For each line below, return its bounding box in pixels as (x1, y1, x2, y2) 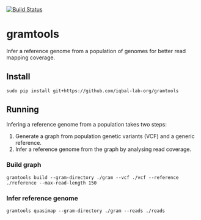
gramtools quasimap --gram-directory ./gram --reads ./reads (6, 208, 166, 214)
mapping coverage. (6, 54, 56, 61)
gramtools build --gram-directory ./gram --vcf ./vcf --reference (6, 174, 179, 180)
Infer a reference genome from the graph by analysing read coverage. (15, 145, 192, 153)
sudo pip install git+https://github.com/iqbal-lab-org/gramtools (6, 87, 179, 94)
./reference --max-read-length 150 (6, 180, 97, 186)
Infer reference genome (6, 194, 78, 202)
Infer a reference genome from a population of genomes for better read (6, 47, 186, 54)
